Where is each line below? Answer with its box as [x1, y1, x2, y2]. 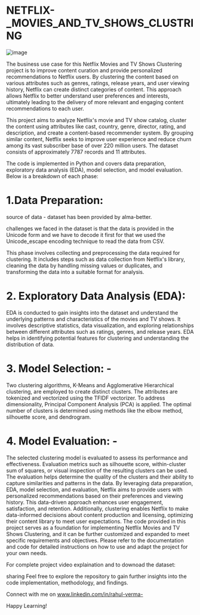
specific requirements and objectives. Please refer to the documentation [6, 537, 184, 544]
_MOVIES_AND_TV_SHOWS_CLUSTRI [6, 16, 194, 30]
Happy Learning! [6, 602, 48, 609]
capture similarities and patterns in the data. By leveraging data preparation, [6, 479, 193, 486]
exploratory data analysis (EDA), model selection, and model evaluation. [6, 166, 183, 173]
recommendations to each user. [6, 105, 85, 112]
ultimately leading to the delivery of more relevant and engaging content [6, 98, 184, 105]
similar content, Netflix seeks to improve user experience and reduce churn [6, 135, 192, 142]
